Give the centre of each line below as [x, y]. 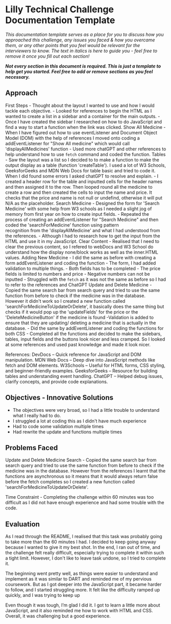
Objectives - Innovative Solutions [59, 398]
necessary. [18, 77]
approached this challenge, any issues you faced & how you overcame [80, 40]
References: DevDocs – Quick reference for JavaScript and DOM [73, 354]
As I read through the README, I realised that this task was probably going [84, 537]
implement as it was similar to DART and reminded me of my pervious [78, 579]
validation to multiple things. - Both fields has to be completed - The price [83, 268]
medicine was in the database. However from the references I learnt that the [86, 471]
